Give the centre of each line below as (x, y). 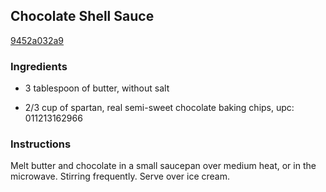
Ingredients (39, 66)
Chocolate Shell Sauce (82, 16)
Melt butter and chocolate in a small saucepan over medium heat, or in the (163, 166)
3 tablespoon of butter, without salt (97, 88)
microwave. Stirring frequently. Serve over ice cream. (120, 176)
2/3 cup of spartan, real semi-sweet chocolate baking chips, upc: (159, 108)
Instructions (41, 144)
